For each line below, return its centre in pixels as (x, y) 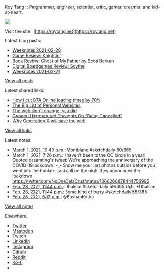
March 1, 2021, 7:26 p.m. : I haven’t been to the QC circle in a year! (79, 155)
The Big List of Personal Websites (47, 105)
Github (19, 252)
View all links (18, 131)
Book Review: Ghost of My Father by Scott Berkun (63, 61)
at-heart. (14, 12)
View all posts (19, 81)
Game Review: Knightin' (36, 56)
